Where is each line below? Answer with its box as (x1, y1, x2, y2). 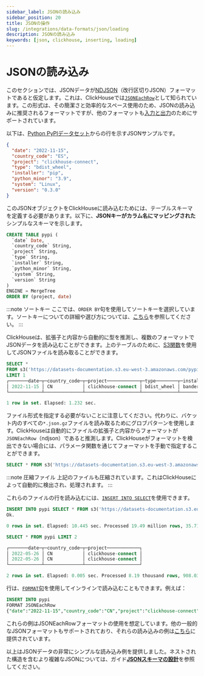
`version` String (12, 277, 56, 283)
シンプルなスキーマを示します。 (6, 219, 86, 227)
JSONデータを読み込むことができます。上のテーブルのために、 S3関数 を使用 (6, 341, 197, 349)
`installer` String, (12, 260, 64, 266)
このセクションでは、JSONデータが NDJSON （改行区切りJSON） (6, 86, 170, 94)
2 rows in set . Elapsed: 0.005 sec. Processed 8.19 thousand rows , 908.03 (6, 573, 200, 579)
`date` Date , (12, 237, 45, 244)
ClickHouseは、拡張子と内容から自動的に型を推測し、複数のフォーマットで (6, 333, 195, 341)
